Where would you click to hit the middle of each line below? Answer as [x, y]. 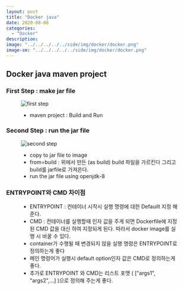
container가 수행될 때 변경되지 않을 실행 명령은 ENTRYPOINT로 [103, 244]
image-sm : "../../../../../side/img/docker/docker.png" [76, 50]
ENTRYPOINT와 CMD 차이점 [46, 192]
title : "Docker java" [33, 17]
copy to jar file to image [58, 155]
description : [22, 39]
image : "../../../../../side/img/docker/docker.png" [73, 45]
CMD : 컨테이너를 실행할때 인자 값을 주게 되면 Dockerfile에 [98, 221]
